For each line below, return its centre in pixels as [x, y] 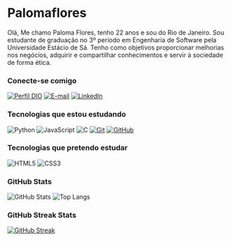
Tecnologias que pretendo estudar [68, 148]
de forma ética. [29, 62]
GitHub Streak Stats [42, 215]
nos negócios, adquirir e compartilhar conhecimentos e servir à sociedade [115, 55]
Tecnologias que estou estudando [67, 114]
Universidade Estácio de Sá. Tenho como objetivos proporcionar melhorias [115, 47]
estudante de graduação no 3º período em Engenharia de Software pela [112, 39]
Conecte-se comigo [42, 80]
